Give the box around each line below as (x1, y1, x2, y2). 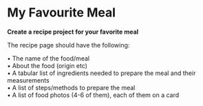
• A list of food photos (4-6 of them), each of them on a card (7, 91, 180, 99)
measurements (7, 76, 50, 84)
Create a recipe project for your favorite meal (7, 28, 139, 36)
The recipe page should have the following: (7, 41, 130, 49)
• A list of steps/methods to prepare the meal (7, 83, 136, 92)
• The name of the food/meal (7, 54, 90, 63)
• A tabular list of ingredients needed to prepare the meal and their (7, 69, 196, 77)
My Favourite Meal (7, 5, 116, 21)
